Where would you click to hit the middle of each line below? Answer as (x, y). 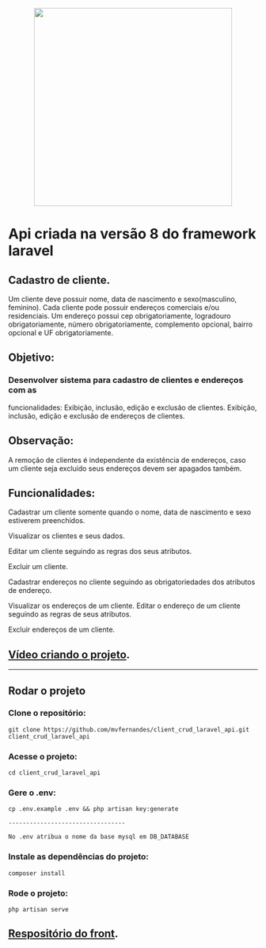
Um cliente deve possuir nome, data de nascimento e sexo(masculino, (123, 299)
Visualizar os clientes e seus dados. (66, 536)
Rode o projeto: (38, 893)
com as (23, 390)
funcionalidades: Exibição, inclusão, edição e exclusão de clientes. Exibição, (133, 407)
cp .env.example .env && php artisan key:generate (93, 809)
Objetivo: (32, 358)
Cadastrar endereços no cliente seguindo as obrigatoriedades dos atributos (132, 582)
